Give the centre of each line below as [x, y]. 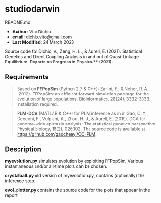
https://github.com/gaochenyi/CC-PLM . [57, 134]
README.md [18, 22]
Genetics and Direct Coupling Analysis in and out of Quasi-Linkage [72, 56]
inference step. [20, 181]
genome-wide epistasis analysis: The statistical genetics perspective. [87, 124]
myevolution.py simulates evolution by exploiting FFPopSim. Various [74, 161]
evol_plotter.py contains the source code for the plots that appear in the [78, 190]
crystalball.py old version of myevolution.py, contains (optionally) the [75, 175]
